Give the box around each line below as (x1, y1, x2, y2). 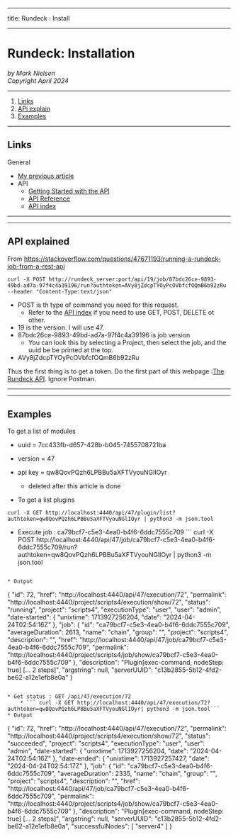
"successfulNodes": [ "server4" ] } (71, 822, 172, 831)
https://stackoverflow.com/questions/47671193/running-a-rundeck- (23, 254, 222, 263)
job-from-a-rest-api (7, 262, 65, 270)
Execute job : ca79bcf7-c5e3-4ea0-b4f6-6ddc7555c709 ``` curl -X (17, 528, 214, 537)
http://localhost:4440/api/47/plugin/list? (45, 510, 176, 517)
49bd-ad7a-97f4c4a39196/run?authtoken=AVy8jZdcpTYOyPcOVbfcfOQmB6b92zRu (7, 281, 227, 289)
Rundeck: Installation (7, 45, 135, 62)
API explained (7, 235, 70, 248)
